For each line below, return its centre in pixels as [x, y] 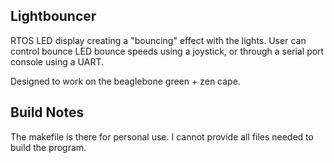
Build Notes [47, 112]
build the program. [48, 147]
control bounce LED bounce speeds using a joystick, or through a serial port [167, 51]
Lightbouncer [53, 16]
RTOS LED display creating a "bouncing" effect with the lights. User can [158, 40]
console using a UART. [57, 61]
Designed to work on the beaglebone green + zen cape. [125, 81]
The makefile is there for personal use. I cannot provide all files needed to [162, 136]
